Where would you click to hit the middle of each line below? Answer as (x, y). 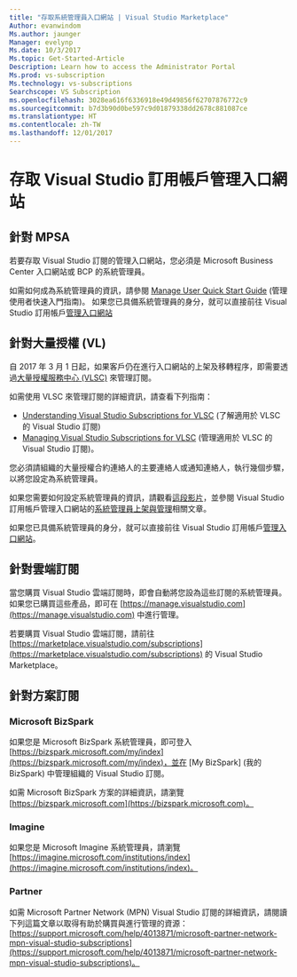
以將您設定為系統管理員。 (56, 478)
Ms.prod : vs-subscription (57, 75)
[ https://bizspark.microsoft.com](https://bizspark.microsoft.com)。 (132, 804)
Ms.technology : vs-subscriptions (71, 83)
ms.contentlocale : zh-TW (55, 125)
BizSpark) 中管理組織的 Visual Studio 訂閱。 (90, 774)
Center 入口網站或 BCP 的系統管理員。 (79, 271)
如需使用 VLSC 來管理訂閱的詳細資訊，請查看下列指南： (111, 396)
